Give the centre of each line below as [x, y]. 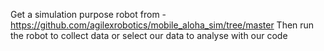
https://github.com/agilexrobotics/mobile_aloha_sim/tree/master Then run [162, 25]
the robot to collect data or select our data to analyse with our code [149, 35]
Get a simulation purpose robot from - [88, 14]
